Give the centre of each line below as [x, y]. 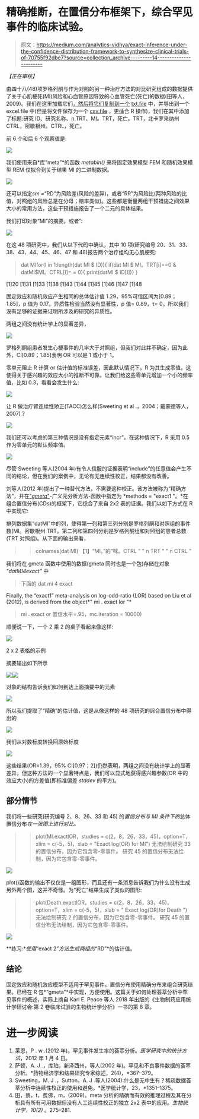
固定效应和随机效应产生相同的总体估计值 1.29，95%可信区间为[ [84, 296]
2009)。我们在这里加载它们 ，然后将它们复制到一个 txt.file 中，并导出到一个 [98, 103]
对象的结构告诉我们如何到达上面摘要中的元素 [61, 687]
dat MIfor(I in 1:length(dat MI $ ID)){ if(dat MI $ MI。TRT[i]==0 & [98, 264]
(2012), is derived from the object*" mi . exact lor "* [69, 602]
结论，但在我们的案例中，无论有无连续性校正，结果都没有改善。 [94, 476]
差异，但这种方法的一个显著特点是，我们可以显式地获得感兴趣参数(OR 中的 [97, 773]
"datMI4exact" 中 [28, 571]
